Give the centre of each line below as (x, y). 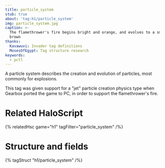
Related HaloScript (44, 113)
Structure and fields (47, 147)
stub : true (16, 14)
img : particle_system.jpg (31, 23)
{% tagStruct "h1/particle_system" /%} (44, 160)
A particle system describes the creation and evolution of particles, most (79, 73)
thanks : (13, 42)
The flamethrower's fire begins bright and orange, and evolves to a (82, 32)
